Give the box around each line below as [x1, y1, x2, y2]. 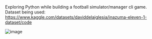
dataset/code [5, 19, 32, 25]
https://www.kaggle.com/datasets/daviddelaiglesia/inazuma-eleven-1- [5, 14, 147, 20]
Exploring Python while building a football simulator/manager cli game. [5, 4, 147, 10]
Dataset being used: [5, 9, 45, 15]
